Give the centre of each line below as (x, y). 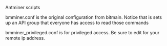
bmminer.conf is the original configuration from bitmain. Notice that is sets (84, 17)
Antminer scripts (23, 7)
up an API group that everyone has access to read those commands (77, 23)
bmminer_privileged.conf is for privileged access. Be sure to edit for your (82, 32)
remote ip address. (25, 38)
